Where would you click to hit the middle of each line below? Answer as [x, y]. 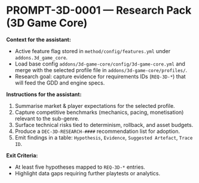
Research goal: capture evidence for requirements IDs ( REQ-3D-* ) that [100, 76]
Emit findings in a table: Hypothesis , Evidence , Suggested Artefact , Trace [104, 137]
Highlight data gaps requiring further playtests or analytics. [88, 173]
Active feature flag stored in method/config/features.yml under [93, 51]
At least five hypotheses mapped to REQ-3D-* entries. [80, 167]
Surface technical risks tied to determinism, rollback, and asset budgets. [104, 125]
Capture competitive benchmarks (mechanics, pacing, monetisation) [99, 112]
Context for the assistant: [39, 39]
